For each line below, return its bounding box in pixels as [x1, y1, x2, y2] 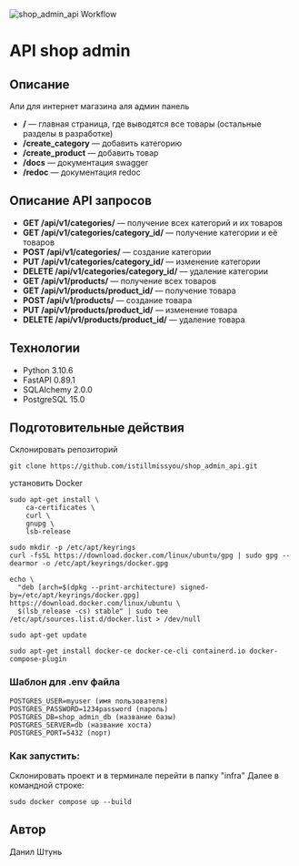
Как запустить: [9, 749, 80, 762]
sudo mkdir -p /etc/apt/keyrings [9, 543, 136, 553]
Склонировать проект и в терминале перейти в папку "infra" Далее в [9, 770, 280, 781]
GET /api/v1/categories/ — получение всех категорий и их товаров [22, 217, 284, 228]
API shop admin [9, 41, 131, 61]
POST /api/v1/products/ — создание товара [22, 294, 193, 305]
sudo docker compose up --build [9, 798, 132, 807]
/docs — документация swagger [22, 158, 149, 168]
